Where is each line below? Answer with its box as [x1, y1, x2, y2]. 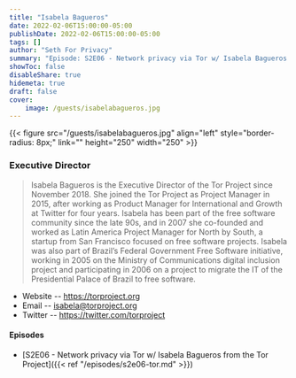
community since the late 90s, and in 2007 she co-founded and [30, 217, 264, 228]
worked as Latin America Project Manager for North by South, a [30, 227, 263, 237]
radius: [9, 137, 35, 148]
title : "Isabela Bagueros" [9, 12, 109, 22]
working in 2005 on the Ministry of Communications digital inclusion [30, 254, 281, 266]
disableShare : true [9, 71, 82, 80]
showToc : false [9, 63, 66, 72]
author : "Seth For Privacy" [9, 46, 113, 55]
